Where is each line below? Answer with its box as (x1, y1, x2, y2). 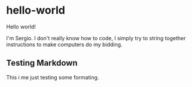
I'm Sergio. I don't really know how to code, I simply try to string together (6, 34, 187, 41)
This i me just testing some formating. (6, 73, 99, 80)
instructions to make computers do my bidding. (6, 41, 123, 48)
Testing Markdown (6, 58, 78, 68)
